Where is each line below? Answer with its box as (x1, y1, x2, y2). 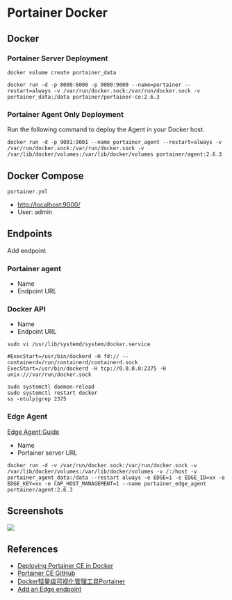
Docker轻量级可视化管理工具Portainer (17, 577, 126, 585)
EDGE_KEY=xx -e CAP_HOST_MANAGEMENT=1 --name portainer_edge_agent (7, 480, 207, 487)
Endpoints (7, 228, 53, 240)
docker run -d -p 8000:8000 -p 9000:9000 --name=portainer (7, 81, 182, 88)
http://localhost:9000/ (17, 200, 81, 209)
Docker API (7, 305, 47, 314)
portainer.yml (7, 188, 49, 195)
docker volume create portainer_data (7, 69, 117, 76)
